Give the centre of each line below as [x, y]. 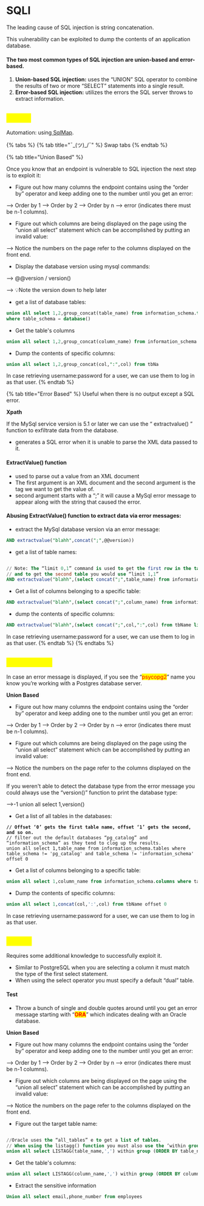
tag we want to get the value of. [55, 489]
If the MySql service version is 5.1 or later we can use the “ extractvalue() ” [100, 424]
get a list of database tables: [51, 302]
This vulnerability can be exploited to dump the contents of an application [98, 39]
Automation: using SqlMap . [40, 132]
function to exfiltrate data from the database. [63, 430]
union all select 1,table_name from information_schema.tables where [96, 848]
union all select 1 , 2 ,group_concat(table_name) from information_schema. [102, 313]
